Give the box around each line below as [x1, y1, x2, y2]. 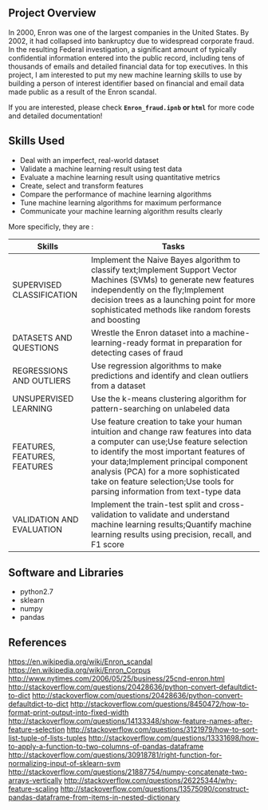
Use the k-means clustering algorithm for [90, 393, 247, 404]
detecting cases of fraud [90, 347, 183, 358]
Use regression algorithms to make [90, 359, 222, 371]
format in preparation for [150, 337, 242, 348]
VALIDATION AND [12, 514, 79, 525]
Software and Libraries [8, 566, 124, 580]
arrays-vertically [8, 776, 62, 785]
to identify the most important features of [90, 446, 246, 457]
